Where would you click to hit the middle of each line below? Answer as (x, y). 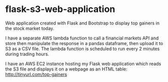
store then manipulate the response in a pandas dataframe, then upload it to (84, 43)
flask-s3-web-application (60, 9)
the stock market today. (30, 28)
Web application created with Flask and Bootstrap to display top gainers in (82, 23)
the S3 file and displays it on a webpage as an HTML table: (66, 69)
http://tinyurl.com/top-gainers (36, 74)
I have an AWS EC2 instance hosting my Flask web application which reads (83, 63)
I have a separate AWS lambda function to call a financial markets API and (82, 38)
